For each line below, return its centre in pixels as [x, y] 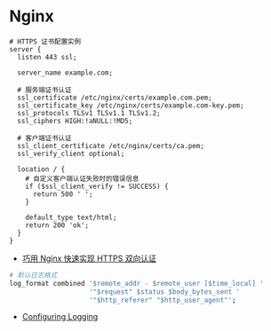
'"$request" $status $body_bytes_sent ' [164, 292]
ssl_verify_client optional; [71, 154]
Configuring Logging [60, 317]
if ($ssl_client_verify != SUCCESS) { [97, 186]
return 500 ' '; [63, 194]
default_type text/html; [71, 217]
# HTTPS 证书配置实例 [45, 42]
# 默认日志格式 [33, 275]
